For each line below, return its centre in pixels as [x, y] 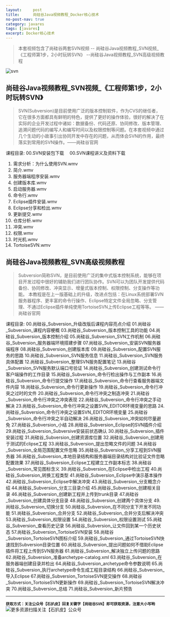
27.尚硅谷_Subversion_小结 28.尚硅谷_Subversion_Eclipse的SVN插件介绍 [87, 425]
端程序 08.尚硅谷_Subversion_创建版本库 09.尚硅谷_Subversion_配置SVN [81, 349]
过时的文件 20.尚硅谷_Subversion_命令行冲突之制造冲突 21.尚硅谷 [82, 393]
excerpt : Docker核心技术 [30, 33]
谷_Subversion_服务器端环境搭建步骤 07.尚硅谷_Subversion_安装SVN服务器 [83, 343]
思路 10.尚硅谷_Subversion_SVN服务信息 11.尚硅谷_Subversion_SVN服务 [89, 355]
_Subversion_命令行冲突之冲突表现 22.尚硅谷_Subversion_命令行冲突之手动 [83, 400]
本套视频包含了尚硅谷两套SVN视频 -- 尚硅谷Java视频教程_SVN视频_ [89, 48]
